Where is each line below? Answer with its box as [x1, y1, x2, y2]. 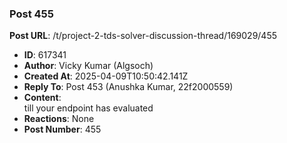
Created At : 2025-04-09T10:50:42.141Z [23, 70, 189, 82]
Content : [23, 92, 62, 104]
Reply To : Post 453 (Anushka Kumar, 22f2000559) [23, 81, 234, 93]
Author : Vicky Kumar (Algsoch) [23, 60, 154, 72]
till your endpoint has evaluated [23, 102, 154, 114]
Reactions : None [23, 113, 95, 125]
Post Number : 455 [23, 123, 102, 136]
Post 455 [9, 7, 54, 21]
